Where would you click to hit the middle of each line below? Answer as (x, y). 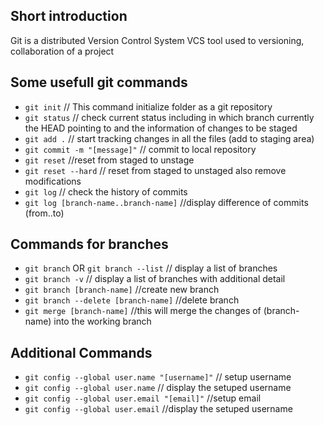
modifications (53, 181)
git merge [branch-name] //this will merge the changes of (143, 311)
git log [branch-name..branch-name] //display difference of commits (166, 202)
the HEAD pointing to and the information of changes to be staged (161, 128)
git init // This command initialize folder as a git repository (148, 106)
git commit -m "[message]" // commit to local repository (140, 149)
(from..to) (44, 213)
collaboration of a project (62, 51)
